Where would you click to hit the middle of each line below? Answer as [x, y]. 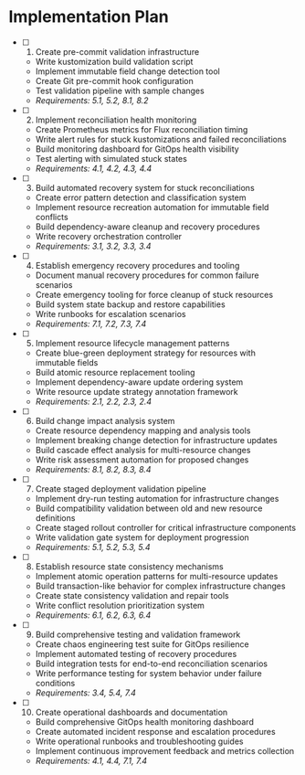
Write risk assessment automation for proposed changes [142, 460]
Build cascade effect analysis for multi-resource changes [143, 450]
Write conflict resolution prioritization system [120, 605]
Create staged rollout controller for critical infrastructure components [166, 527]
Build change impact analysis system [105, 420]
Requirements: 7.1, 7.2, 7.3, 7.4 [91, 324]
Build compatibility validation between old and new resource [149, 508]
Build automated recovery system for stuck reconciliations [145, 187]
